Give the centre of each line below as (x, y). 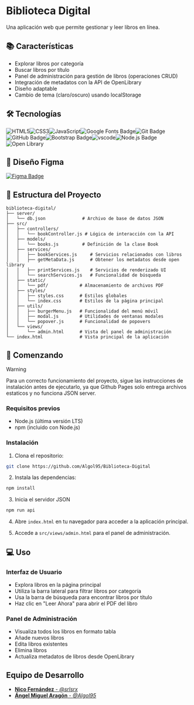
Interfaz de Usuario (34, 572)
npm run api (21, 510)
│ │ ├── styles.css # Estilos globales (67, 296)
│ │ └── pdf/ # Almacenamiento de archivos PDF (85, 286)
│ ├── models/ (26, 240)
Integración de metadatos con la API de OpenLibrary (78, 82)
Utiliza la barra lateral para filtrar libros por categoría (78, 591)
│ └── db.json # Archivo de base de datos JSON (85, 219)
